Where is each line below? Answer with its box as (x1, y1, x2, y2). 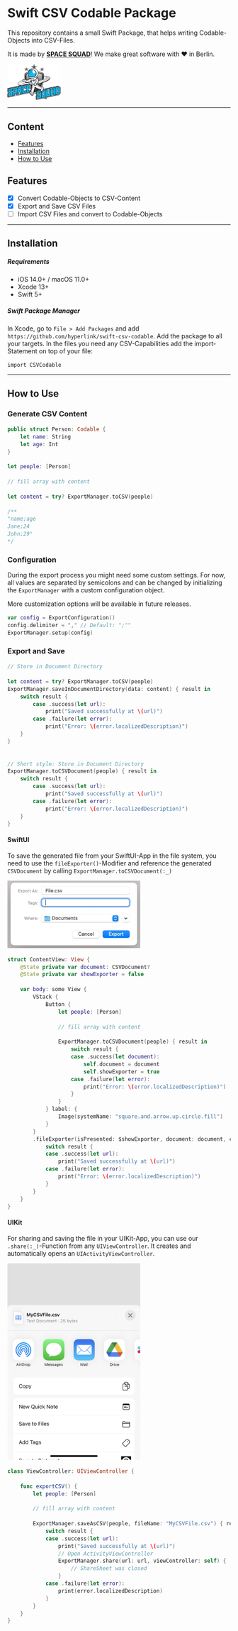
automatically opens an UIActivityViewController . (7, 1249, 155, 1257)
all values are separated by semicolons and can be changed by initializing (7, 578, 222, 587)
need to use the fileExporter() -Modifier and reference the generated (7, 858, 212, 867)
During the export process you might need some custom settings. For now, (7, 571, 225, 580)
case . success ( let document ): (70, 1054, 160, 1061)
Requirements (7, 257, 50, 265)
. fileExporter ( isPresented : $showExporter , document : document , (33, 1135, 227, 1143)
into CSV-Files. (31, 35, 76, 44)
